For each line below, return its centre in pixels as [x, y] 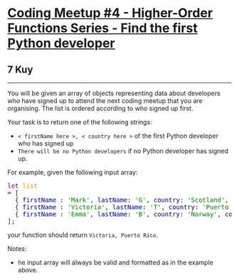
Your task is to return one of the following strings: [80, 122]
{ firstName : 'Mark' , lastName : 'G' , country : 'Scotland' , [122, 200]
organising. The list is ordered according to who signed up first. [100, 108]
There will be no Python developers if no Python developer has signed [123, 151]
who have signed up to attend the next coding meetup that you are [105, 101]
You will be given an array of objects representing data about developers [114, 93]
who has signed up [46, 143]
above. [28, 270]
